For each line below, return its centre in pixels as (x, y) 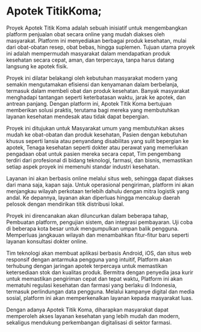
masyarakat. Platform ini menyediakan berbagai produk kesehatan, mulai (96, 40)
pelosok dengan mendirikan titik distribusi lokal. (65, 204)
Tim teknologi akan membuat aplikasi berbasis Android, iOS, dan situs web (99, 253)
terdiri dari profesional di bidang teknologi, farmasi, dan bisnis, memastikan (99, 160)
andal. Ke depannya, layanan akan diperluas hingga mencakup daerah (93, 197)
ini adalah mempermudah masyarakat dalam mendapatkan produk (88, 53)
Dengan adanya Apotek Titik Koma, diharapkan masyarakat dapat (87, 310)
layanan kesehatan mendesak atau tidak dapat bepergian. (78, 117)
